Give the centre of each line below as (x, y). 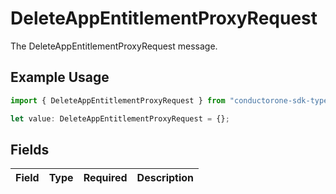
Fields (30, 149)
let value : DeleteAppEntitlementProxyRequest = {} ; (120, 118)
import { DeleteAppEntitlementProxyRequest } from (118, 100)
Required (105, 178)
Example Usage (60, 77)
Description (165, 178)
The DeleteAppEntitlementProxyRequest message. (114, 46)
